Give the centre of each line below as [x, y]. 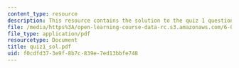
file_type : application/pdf [49, 34]
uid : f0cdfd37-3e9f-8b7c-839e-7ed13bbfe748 [73, 54]
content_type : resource [43, 14]
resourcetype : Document [43, 40]
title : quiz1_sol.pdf [39, 47]
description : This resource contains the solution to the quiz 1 [106, 21]
